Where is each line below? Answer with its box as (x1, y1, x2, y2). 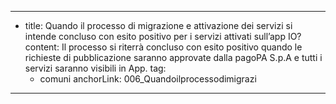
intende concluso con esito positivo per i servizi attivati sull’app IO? (24, 31, 302, 42)
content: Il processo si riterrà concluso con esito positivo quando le (24, 41, 303, 53)
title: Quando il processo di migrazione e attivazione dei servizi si (24, 20, 293, 31)
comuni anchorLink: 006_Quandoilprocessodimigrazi (39, 73, 257, 85)
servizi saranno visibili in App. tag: (24, 62, 167, 74)
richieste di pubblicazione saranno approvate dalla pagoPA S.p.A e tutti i (24, 52, 323, 63)
